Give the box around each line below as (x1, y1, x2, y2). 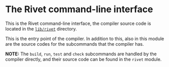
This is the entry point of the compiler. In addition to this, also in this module (5, 36, 164, 42)
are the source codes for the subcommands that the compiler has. (5, 41, 144, 47)
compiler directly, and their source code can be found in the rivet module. (5, 56, 162, 62)
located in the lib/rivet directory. (5, 25, 77, 31)
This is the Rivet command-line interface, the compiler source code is (5, 20, 151, 26)
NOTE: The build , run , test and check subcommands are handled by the (5, 51, 157, 57)
